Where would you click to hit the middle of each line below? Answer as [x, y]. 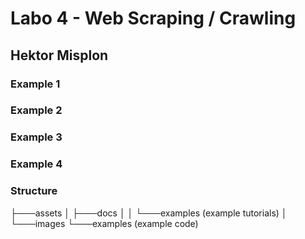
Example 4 [36, 164]
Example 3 [36, 137]
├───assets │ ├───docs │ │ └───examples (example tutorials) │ [149, 213]
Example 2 [36, 110]
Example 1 [35, 84]
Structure [34, 191]
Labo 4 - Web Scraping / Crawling [153, 18]
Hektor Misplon [59, 55]
